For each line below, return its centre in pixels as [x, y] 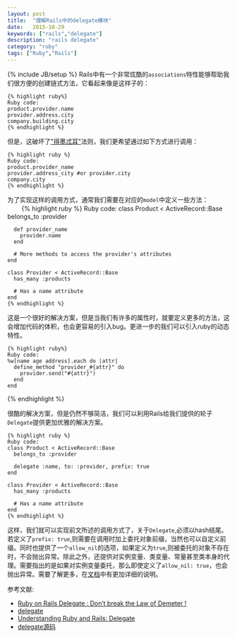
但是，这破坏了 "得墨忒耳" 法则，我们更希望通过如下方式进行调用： [103, 141]
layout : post [26, 14]
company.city [26, 179]
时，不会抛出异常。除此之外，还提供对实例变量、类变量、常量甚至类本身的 [115, 556]
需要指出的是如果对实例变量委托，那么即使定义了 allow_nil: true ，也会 [123, 565]
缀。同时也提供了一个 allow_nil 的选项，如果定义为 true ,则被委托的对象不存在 [119, 548]
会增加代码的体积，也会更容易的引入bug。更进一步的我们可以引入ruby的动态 [119, 326]
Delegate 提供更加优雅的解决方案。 [57, 422]
